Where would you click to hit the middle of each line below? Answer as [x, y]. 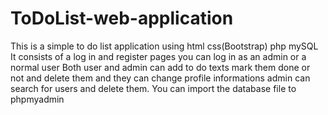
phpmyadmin [37, 99]
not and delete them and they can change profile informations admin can [160, 78]
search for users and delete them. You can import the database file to [153, 88]
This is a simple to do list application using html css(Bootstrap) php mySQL [164, 46]
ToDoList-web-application [122, 18]
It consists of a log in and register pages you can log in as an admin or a [158, 56]
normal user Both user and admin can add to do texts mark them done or [160, 67]
